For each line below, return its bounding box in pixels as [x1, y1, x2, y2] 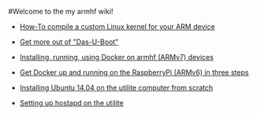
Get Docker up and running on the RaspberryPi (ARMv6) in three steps [19, 68, 249, 77]
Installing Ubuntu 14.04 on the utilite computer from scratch [19, 83, 214, 92]
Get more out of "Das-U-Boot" [19, 37, 119, 46]
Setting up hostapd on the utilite [19, 98, 124, 107]
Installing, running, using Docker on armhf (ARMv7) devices [19, 53, 214, 61]
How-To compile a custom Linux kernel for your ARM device [19, 22, 215, 31]
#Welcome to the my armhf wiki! [8, 7, 114, 16]
